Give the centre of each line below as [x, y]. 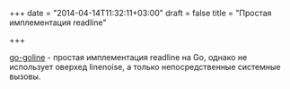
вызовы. [25, 76]
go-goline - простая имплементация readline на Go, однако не [128, 57]
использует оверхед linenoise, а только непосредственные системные [145, 67]
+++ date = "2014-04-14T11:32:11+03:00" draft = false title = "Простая [141, 13]
